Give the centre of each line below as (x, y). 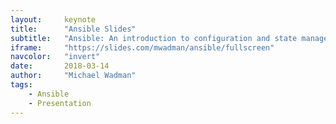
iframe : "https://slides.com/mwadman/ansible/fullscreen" (142, 47)
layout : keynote (53, 19)
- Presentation (60, 103)
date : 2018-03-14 (60, 66)
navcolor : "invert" (55, 57)
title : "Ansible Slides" (73, 29)
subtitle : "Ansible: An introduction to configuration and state (154, 38)
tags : (21, 85)
